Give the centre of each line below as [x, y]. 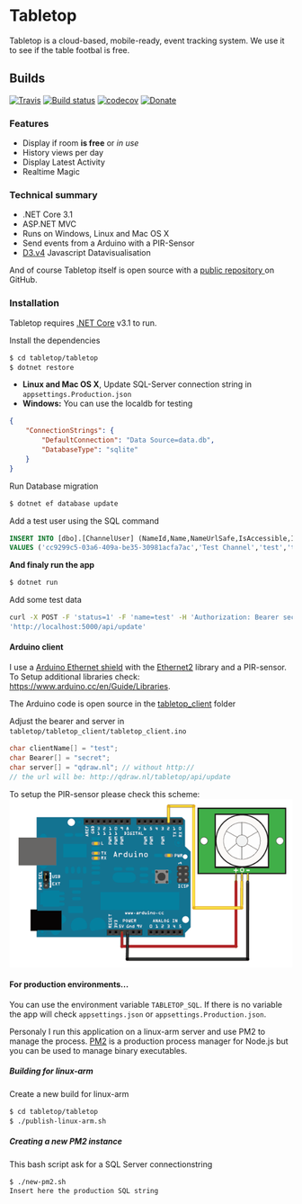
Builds [27, 79]
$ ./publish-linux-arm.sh [58, 1121]
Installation [35, 303]
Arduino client [36, 647]
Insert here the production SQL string [84, 1191]
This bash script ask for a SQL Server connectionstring [111, 1164]
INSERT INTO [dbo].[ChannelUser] [72, 538]
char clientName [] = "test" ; [64, 749]
